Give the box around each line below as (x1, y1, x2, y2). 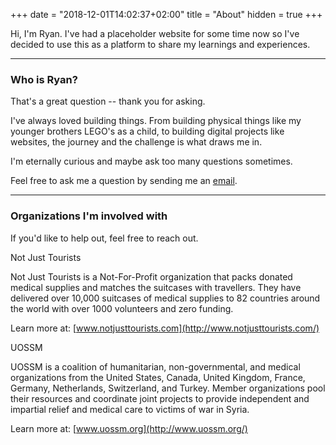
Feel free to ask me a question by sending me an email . (10, 175, 238, 187)
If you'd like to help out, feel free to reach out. (10, 232, 199, 244)
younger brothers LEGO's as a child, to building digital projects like (10, 125, 285, 138)
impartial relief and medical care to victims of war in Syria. (10, 403, 250, 415)
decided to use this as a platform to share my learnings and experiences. (10, 39, 311, 50)
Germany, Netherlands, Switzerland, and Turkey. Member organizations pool (10, 382, 326, 394)
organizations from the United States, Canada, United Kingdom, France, (10, 371, 306, 383)
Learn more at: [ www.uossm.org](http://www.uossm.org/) (10, 422, 248, 434)
